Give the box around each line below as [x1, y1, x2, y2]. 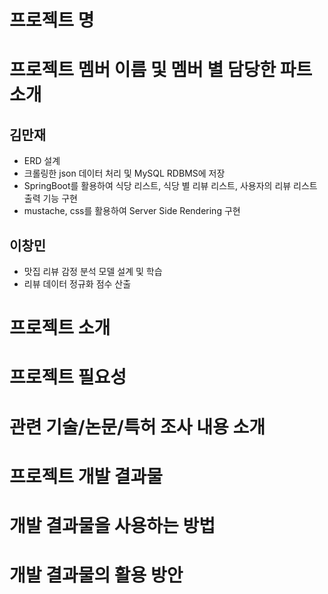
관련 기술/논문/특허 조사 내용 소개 [9, 416, 266, 438]
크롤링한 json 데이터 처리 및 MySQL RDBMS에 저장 [23, 167, 226, 180]
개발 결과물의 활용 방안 [9, 564, 184, 587]
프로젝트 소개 [9, 317, 111, 340]
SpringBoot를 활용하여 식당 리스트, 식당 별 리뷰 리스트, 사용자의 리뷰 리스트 [23, 180, 318, 192]
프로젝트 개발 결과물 [9, 465, 164, 488]
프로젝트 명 [9, 9, 95, 32]
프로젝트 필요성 [9, 366, 127, 389]
